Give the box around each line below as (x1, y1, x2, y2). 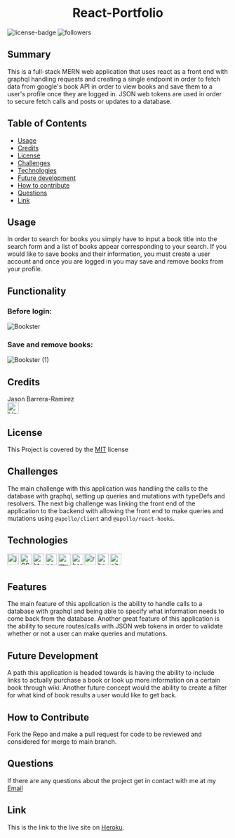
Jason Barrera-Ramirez (7, 395, 75, 404)
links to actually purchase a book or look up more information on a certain (7, 676, 221, 685)
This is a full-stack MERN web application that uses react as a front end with (7, 67, 228, 75)
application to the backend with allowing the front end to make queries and (7, 506, 224, 515)
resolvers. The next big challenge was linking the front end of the (7, 499, 196, 508)
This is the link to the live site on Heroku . (7, 823, 125, 831)
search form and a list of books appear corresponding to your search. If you (7, 243, 227, 251)
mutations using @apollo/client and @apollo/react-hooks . (7, 514, 175, 522)
